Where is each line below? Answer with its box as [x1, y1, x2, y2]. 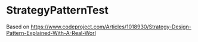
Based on [6, 23, 30, 30]
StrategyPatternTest [6, 4, 109, 17]
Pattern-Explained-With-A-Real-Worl [6, 29, 97, 36]
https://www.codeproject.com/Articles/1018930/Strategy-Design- [30, 23, 192, 30]
